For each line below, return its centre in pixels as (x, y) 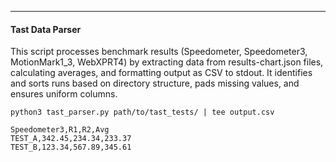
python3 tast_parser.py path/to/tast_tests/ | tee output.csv (142, 112)
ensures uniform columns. (64, 94)
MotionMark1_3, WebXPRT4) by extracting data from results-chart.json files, (167, 62)
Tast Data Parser (46, 29)
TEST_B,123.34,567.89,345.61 (71, 147)
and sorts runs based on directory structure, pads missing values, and (155, 83)
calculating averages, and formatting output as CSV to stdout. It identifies (161, 73)
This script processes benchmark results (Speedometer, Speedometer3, (159, 52)
